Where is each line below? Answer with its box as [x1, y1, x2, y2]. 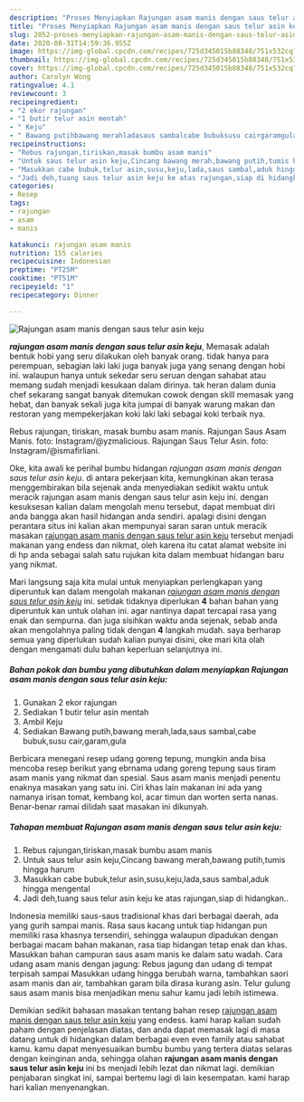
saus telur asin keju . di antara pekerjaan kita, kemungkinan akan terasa [9, 472, 274, 483]
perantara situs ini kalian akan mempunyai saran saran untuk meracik [9, 520, 268, 531]
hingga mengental [22, 883, 90, 894]
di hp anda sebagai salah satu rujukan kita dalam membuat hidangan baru [9, 549, 285, 560]
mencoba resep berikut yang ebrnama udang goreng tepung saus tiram [9, 762, 276, 773]
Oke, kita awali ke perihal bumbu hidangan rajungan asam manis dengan [9, 463, 282, 474]
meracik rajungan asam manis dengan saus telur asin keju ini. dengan [9, 491, 269, 503]
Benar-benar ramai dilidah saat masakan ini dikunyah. [9, 800, 210, 811]
